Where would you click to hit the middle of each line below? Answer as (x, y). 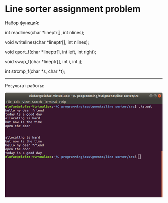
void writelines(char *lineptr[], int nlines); (47, 42)
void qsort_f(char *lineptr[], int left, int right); (51, 52)
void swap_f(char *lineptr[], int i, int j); (44, 61)
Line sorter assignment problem (73, 9)
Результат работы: (25, 85)
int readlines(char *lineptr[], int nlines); (45, 32)
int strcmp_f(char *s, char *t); (35, 71)
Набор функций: (22, 23)
